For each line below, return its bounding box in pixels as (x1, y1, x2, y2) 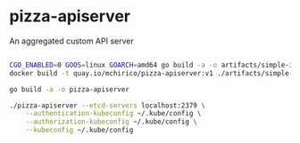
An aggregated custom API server (9, 36, 134, 46)
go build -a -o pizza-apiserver (9, 84, 129, 94)
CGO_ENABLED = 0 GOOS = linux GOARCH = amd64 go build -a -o (9, 60, 218, 69)
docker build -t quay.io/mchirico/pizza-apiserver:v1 (9, 68, 214, 77)
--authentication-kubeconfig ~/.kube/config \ (25, 109, 202, 118)
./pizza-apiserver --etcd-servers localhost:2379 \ (9, 100, 205, 110)
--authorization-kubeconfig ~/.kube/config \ (25, 117, 198, 126)
